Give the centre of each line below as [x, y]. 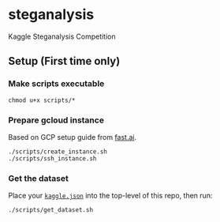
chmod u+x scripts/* [42, 100]
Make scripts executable [56, 84]
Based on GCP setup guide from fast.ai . [73, 137]
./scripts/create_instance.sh [58, 152]
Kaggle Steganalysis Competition [62, 36]
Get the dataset [39, 178]
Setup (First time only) [64, 61]
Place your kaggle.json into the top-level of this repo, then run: [110, 196]
